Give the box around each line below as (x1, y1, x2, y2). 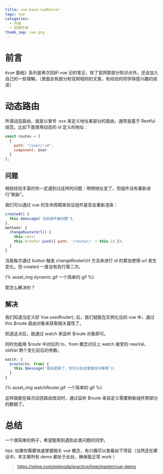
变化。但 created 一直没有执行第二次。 (5, 263, 83, 269)
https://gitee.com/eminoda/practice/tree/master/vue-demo (17, 463, 136, 469)
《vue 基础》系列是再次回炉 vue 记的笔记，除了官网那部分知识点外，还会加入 (5, 70, 159, 75)
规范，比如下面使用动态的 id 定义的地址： (5, 124, 89, 130)
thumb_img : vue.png (5, 30, 45, 35)
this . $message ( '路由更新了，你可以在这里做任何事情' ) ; (14, 366, 116, 371)
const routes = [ (5, 134, 41, 139)
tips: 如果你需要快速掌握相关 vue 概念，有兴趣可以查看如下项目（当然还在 (5, 448, 154, 453)
